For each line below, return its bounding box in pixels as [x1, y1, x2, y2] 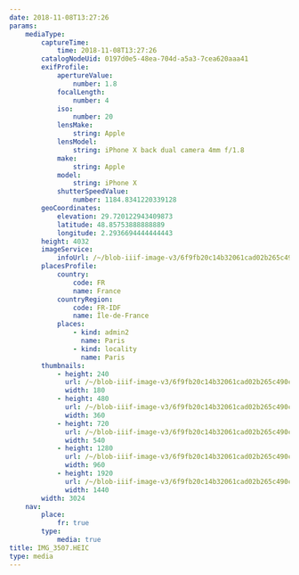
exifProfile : [41, 63, 90, 72]
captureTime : [41, 37, 90, 47]
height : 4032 [41, 237, 90, 246]
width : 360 [65, 411, 105, 420]
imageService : [41, 245, 93, 254]
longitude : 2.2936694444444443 [56, 228, 174, 237]
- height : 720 [56, 419, 109, 428]
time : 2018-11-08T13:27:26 [56, 46, 158, 55]
